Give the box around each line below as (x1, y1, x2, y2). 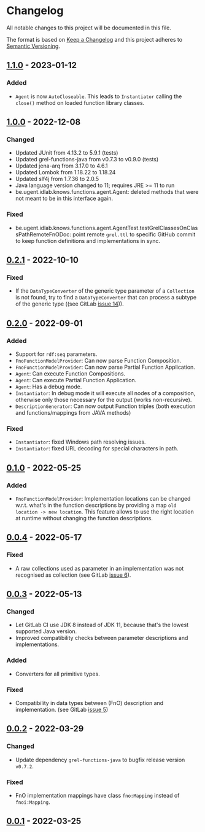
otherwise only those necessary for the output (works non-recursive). (15, 396, 192, 403)
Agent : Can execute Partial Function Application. (15, 376, 137, 383)
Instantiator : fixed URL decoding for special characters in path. (15, 445, 179, 452)
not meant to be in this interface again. (15, 195, 114, 202)
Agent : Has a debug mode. (15, 383, 82, 390)
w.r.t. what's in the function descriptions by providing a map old (15, 501, 177, 509)
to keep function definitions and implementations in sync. (15, 237, 161, 244)
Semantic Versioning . (6, 42, 60, 50)
